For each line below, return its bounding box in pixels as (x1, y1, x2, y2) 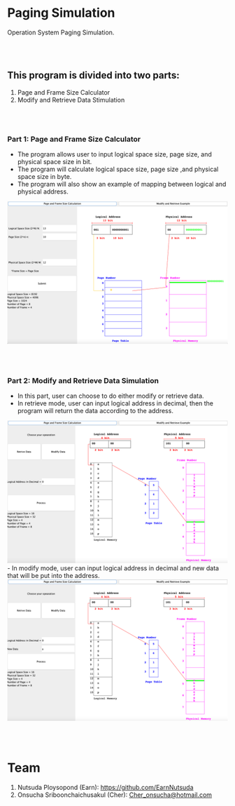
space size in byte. (17, 173, 72, 181)
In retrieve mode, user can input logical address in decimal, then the (17, 399, 214, 408)
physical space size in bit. (17, 158, 92, 166)
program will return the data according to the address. (17, 407, 173, 415)
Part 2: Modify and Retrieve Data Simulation (7, 375, 159, 385)
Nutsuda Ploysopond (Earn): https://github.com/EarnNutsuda (17, 783, 194, 791)
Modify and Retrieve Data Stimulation (17, 95, 125, 104)
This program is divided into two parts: (7, 69, 180, 81)
